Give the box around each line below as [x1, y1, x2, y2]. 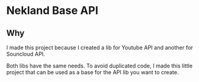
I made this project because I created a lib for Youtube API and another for [6, 44, 194, 51]
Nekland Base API [6, 4, 99, 18]
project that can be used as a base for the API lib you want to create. [6, 69, 179, 76]
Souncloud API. [6, 50, 45, 58]
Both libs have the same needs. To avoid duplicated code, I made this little [6, 62, 193, 69]
